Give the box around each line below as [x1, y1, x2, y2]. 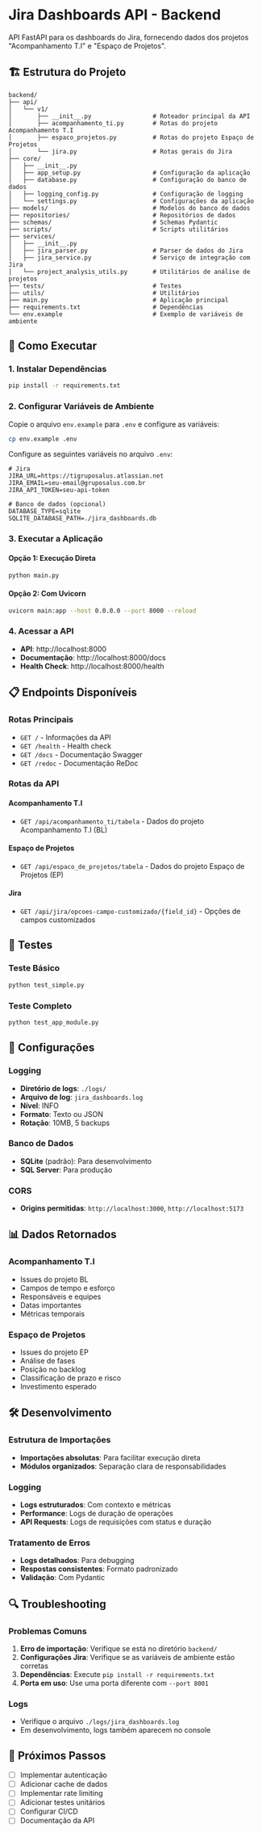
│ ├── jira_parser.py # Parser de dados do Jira [8, 247, 243, 255]
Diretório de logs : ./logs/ [19, 1083, 107, 1093]
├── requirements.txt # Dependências [8, 303, 204, 311]
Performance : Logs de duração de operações [19, 1509, 173, 1519]
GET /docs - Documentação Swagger [19, 749, 143, 759]
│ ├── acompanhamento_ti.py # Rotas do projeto [8, 119, 218, 127]
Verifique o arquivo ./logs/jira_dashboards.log [19, 1717, 180, 1726]
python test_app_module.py [8, 1018, 99, 1026]
